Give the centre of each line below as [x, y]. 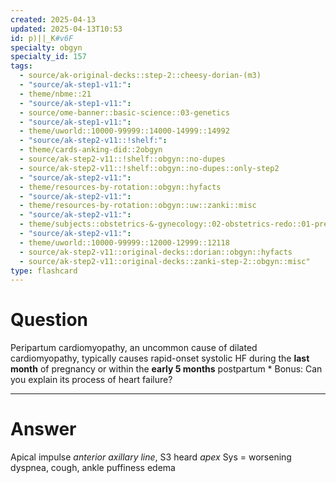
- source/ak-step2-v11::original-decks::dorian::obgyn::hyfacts [156, 252]
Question [49, 320]
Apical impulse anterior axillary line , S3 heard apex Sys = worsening [151, 457]
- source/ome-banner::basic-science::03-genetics [124, 112]
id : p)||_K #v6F [42, 38]
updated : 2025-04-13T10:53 [66, 29]
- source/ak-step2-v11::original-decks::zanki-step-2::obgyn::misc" [165, 261]
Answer [43, 429]
